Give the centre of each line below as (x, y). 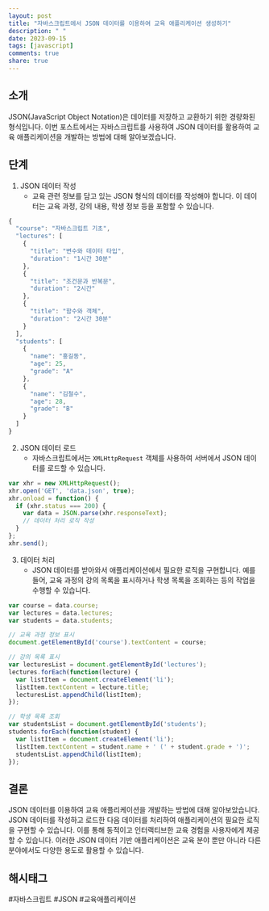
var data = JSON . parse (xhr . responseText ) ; (95, 514)
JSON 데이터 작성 (48, 186)
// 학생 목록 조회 (34, 717)
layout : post (30, 16)
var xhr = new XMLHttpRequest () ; (64, 483)
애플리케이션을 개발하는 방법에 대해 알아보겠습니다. (96, 136)
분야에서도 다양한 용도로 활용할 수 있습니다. (76, 850)
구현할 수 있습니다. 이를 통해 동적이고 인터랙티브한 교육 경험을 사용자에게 (130, 830)
